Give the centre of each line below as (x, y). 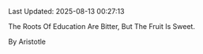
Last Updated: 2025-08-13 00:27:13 (66, 11)
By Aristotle (27, 41)
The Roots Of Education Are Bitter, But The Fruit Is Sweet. (102, 26)
